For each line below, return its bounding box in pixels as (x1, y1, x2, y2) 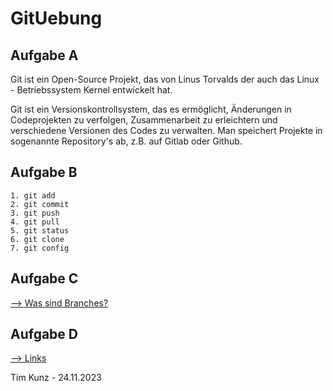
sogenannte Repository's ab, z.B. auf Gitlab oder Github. (10, 135, 243, 147)
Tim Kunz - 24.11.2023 (10, 372, 102, 384)
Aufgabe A (10, 47, 79, 64)
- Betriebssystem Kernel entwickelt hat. (10, 84, 173, 96)
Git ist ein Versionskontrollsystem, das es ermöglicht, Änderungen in (10, 103, 292, 115)
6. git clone (10, 234, 65, 244)
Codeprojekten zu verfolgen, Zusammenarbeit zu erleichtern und (10, 114, 278, 126)
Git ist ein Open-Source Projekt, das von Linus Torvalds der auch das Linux (10, 73, 320, 85)
